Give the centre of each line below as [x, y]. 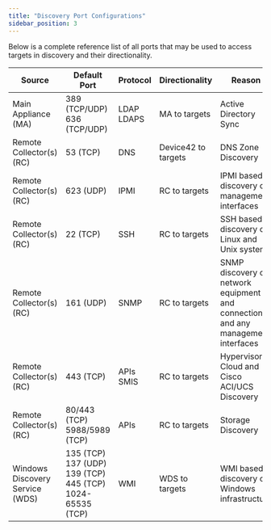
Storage [236, 419]
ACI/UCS [237, 386]
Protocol [135, 80]
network [236, 282]
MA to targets [185, 114]
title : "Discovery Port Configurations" [77, 16]
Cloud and [240, 366]
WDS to [173, 478]
